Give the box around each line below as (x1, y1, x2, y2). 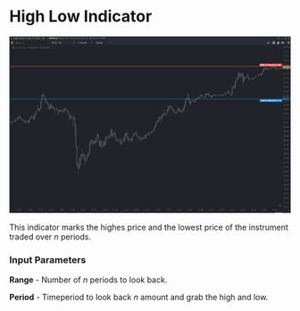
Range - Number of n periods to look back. (9, 274, 168, 285)
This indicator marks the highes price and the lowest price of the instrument (9, 222, 288, 233)
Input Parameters (9, 254, 87, 266)
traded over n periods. (9, 231, 92, 242)
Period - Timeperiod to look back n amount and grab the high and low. (9, 291, 269, 302)
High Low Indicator (9, 6, 153, 27)
